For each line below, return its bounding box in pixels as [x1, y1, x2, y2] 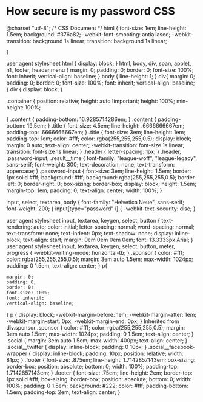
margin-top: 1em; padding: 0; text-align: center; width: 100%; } [6, 187, 162, 194]
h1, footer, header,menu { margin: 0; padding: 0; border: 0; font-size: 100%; [6, 66, 194, 74]
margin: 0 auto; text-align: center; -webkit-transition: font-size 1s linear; [6, 141, 185, 148]
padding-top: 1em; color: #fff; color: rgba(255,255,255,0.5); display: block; [6, 135, 192, 142]
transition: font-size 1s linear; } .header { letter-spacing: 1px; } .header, [6, 148, 182, 155]
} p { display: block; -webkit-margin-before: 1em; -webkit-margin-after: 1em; [6, 311, 197, 318]
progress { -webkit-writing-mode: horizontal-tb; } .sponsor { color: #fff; [6, 249, 185, 256]
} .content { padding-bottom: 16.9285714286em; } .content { [6, 116, 157, 123]
